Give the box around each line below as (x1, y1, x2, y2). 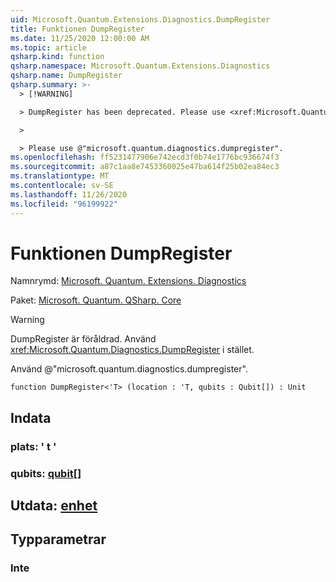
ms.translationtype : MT (10, 171, 110, 181)
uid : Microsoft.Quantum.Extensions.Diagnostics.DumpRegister (10, 14, 271, 25)
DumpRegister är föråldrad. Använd (10, 333, 157, 345)
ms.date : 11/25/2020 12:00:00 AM (10, 33, 150, 43)
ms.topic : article (10, 42, 87, 53)
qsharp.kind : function (10, 52, 105, 62)
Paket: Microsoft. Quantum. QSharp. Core (10, 294, 182, 306)
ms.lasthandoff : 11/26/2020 (10, 189, 128, 200)
